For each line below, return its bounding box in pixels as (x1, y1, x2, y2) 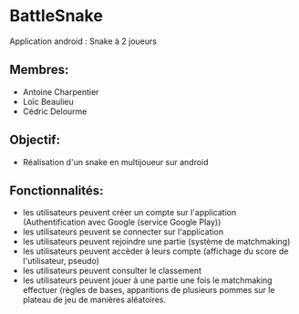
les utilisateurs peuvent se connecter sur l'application (22, 226, 224, 237)
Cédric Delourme (22, 106, 88, 117)
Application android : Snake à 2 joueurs (9, 36, 158, 47)
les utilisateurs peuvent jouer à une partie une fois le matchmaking (22, 275, 273, 286)
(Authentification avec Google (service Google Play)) (22, 216, 222, 228)
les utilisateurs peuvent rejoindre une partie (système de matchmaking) (22, 236, 291, 247)
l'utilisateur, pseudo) (22, 256, 100, 267)
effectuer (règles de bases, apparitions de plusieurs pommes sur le (22, 285, 275, 296)
